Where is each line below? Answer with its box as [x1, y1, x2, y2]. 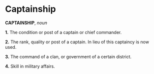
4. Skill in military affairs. [5, 63, 55, 69]
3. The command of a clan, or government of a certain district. [5, 53, 132, 60]
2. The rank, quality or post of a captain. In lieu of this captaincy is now [5, 38, 149, 45]
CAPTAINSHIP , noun [5, 20, 48, 26]
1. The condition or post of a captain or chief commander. [5, 29, 122, 35]
